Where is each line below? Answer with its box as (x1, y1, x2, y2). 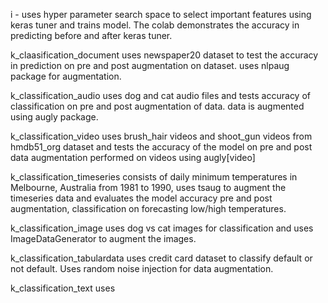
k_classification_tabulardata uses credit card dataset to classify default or (10, 252, 313, 264)
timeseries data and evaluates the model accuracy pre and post (10, 192, 273, 204)
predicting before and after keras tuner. (10, 30, 173, 41)
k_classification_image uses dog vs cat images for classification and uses (10, 222, 314, 234)
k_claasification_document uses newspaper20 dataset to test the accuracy (10, 49, 319, 61)
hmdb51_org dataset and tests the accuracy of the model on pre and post (10, 141, 313, 153)
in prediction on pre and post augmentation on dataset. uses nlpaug (10, 60, 290, 71)
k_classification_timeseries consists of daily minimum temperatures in (10, 171, 298, 183)
